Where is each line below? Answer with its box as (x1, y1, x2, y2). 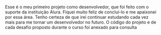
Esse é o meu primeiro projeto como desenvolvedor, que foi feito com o (5, 4, 149, 10)
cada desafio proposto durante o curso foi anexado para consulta (5, 24, 137, 30)
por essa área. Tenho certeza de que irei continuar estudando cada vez (5, 14, 149, 20)
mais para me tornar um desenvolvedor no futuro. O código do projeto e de (5, 19, 157, 25)
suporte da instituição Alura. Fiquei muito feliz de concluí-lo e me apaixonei (5, 9, 157, 15)
